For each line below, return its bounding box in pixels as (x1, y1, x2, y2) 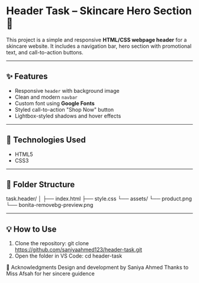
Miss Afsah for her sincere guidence (6, 270, 95, 277)
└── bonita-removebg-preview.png (6, 201, 94, 209)
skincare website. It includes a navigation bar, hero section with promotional (6, 43, 192, 50)
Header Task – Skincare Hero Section (6, 4, 192, 18)
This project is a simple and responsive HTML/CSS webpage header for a (6, 36, 187, 43)
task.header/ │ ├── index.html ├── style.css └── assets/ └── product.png (6, 195, 192, 202)
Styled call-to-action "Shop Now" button (14, 106, 114, 113)
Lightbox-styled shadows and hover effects (14, 112, 121, 119)
